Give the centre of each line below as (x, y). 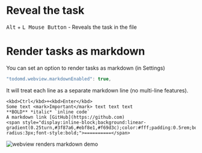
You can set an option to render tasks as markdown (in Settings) (86, 68)
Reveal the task (45, 10)
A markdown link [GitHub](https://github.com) (66, 117)
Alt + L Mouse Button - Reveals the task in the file (72, 27)
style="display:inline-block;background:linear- (84, 122)
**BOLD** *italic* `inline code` (48, 112)
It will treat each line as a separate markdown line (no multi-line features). (97, 90)
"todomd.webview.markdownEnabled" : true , (59, 79)
